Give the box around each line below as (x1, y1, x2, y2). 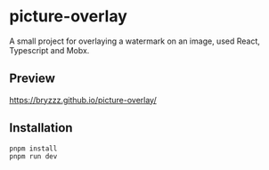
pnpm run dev (9, 151, 58, 161)
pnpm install (9, 144, 58, 153)
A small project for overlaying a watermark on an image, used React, (9, 36, 261, 46)
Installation (9, 120, 73, 135)
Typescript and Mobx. (9, 45, 90, 55)
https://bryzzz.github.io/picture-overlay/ (9, 94, 158, 105)
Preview (9, 71, 56, 86)
